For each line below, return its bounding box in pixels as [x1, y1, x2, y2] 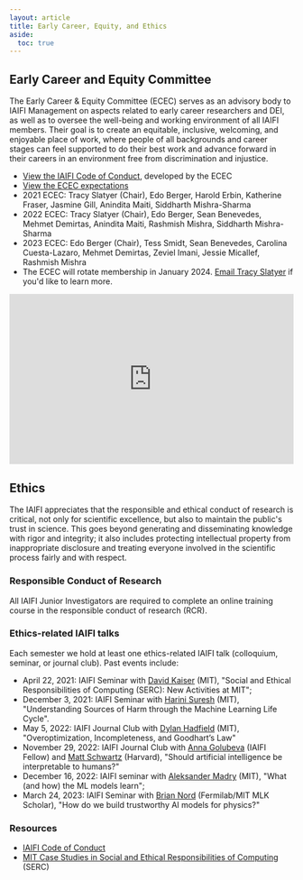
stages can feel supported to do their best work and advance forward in [9, 143, 277, 154]
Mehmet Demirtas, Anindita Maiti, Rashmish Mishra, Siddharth [22, 218, 253, 230]
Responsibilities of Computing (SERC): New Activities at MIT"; [22, 684, 252, 695]
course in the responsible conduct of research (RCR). [9, 605, 207, 616]
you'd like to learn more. [22, 276, 113, 287]
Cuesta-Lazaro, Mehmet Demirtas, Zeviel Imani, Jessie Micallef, [22, 247, 260, 258]
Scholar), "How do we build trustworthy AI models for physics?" [22, 799, 260, 810]
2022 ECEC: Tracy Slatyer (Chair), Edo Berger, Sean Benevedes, [22, 209, 262, 220]
